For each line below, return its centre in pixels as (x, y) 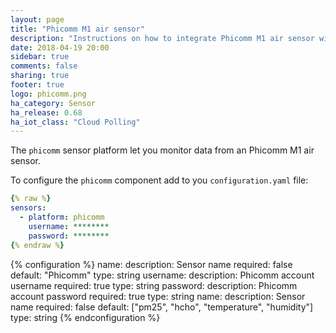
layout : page (37, 19)
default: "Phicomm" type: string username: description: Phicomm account (162, 275)
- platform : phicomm (62, 217)
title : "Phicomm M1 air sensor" (77, 29)
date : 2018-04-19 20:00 (60, 47)
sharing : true (40, 76)
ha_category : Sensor (53, 103)
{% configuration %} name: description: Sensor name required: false (151, 264)
